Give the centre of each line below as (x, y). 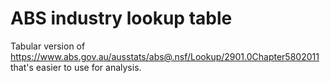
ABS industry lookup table (121, 18)
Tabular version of (48, 46)
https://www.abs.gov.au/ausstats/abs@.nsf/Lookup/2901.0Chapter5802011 (165, 56)
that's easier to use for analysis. (76, 67)
